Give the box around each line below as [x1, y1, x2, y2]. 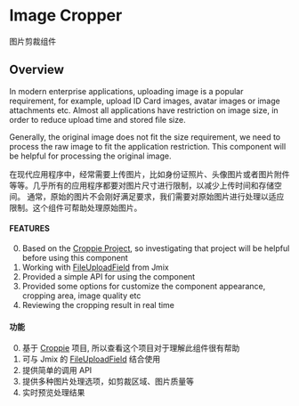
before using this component [21, 252, 129, 263]
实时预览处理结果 [21, 387, 85, 398]
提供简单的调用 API [21, 365, 93, 376]
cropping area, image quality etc [21, 290, 141, 301]
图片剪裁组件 [9, 36, 56, 46]
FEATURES [9, 223, 51, 234]
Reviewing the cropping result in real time [21, 299, 175, 310]
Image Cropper [9, 5, 123, 26]
